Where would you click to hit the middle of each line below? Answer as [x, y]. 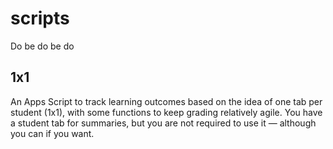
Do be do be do [42, 46]
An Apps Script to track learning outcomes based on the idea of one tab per [166, 101]
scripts [40, 18]
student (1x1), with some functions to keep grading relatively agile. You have [166, 112]
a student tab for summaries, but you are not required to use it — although [163, 123]
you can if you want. [52, 133]
